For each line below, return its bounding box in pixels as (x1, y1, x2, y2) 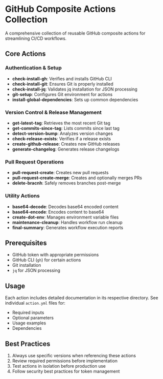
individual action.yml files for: (5, 300, 66, 306)
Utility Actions (5, 192, 40, 199)
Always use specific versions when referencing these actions (12, 352, 136, 358)
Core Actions (5, 50, 46, 58)
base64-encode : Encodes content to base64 (12, 209, 104, 215)
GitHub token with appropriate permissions (12, 252, 99, 258)
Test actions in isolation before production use (12, 363, 106, 369)
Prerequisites (5, 239, 47, 247)
